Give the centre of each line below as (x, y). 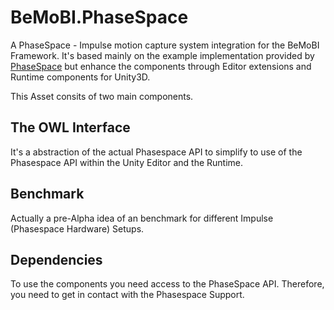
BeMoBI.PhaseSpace (99, 17)
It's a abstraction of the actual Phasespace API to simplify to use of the (156, 152)
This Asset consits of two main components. (102, 96)
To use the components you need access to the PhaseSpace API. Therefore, (167, 284)
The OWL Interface (70, 127)
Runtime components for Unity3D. (80, 77)
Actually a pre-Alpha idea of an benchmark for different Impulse (142, 218)
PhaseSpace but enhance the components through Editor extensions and (161, 66)
